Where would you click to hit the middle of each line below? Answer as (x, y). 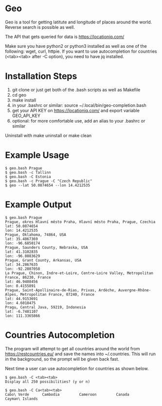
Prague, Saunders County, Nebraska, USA (47, 247)
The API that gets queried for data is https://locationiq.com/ (65, 37)
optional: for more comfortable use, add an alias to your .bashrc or (79, 121)
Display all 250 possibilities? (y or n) (48, 382)
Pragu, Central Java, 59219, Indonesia (45, 307)
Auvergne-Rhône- (135, 290)
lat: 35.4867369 (21, 239)
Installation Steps (41, 76)
